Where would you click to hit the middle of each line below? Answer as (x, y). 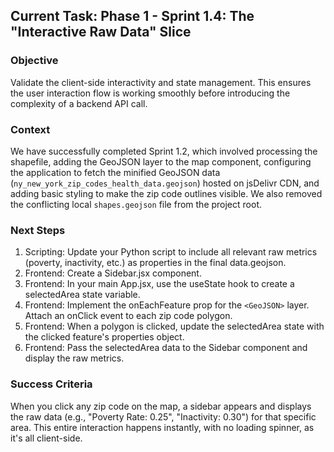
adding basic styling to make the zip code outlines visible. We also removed (166, 193)
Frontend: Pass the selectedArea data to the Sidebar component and (166, 348)
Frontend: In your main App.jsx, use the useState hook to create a (159, 284)
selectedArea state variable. (82, 295)
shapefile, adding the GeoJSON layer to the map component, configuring (161, 161)
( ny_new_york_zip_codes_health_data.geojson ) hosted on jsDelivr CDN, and (165, 183)
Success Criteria (51, 384)
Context (30, 129)
